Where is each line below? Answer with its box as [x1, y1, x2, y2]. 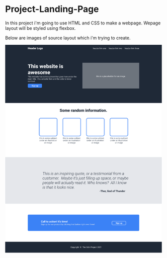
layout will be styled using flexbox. [5, 25, 76, 31]
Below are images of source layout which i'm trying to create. [5, 35, 131, 41]
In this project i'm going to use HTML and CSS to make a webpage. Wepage [5, 20, 161, 26]
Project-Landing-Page [5, 3, 99, 15]
